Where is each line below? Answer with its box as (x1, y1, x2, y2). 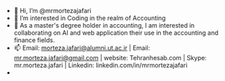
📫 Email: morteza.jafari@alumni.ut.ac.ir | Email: (13, 44, 150, 52)
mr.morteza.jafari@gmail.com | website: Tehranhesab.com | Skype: (13, 54, 207, 62)
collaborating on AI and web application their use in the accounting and (13, 28, 219, 37)
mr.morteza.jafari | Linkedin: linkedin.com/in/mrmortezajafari (13, 61, 188, 69)
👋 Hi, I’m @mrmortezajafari (13, 7, 92, 15)
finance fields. (13, 36, 55, 44)
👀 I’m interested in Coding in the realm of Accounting (13, 14, 166, 22)
